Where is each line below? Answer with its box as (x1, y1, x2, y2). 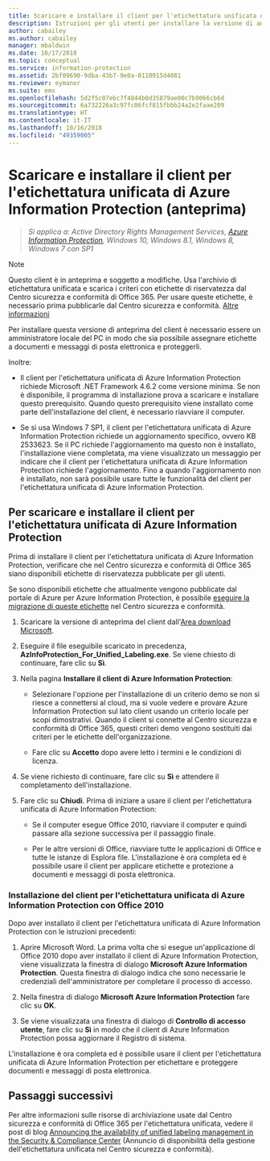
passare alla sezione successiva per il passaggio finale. (31, 828, 216, 838)
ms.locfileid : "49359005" (8, 131, 95, 139)
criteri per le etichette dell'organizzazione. (31, 732, 173, 742)
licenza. (31, 756, 59, 766)
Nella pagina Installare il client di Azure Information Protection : (19, 674, 233, 684)
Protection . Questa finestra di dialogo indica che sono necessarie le (19, 967, 247, 977)
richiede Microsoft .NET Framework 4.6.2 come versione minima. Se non (19, 381, 261, 390)
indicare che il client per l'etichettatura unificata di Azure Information (19, 456, 247, 466)
